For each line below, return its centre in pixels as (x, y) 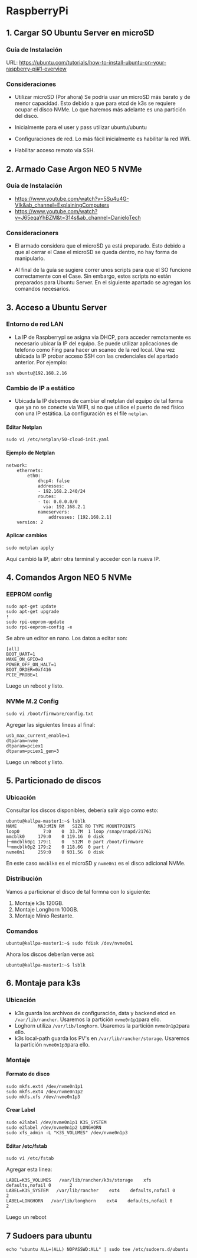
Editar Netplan (24, 427)
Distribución (24, 879)
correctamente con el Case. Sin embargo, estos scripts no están (93, 276)
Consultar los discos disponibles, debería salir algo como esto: (82, 810)
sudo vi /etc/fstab (30, 1158)
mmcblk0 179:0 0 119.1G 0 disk (55, 837)
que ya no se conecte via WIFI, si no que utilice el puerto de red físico (99, 407)
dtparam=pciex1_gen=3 (33, 751)
